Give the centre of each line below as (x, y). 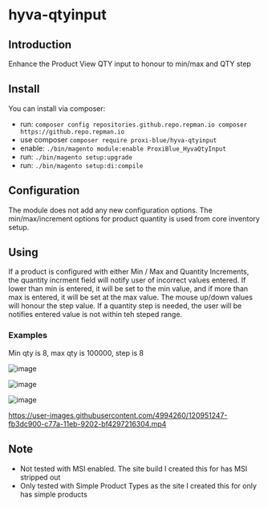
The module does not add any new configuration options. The (110, 210)
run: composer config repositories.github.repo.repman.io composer (133, 124)
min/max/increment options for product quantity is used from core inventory (134, 218)
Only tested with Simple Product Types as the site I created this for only (138, 485)
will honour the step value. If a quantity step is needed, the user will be (125, 306)
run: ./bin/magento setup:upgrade (76, 157)
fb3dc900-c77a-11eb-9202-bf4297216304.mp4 (87, 423)
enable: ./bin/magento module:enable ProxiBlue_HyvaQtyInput (123, 148)
